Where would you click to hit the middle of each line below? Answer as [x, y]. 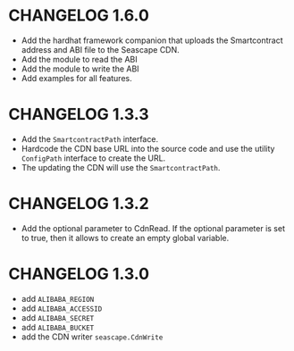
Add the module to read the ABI [79, 59]
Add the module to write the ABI [80, 69]
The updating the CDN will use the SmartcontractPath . [121, 167]
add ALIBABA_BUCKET [58, 327]
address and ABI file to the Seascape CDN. [100, 49]
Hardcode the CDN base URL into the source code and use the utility [148, 148]
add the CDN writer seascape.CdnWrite [92, 337]
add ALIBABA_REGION [58, 298]
